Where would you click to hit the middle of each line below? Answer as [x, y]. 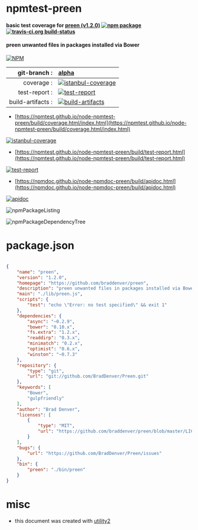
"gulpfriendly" [46, 398]
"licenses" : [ [34, 415]
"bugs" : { [29, 448]
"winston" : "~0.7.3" [52, 354]
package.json [40, 246]
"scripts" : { [33, 300]
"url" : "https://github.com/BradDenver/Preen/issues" [95, 453]
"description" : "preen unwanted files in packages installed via [99, 288]
